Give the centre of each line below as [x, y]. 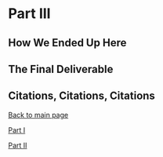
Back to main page [38, 115]
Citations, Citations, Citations [81, 96]
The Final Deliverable [61, 69]
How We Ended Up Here [67, 43]
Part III [29, 14]
